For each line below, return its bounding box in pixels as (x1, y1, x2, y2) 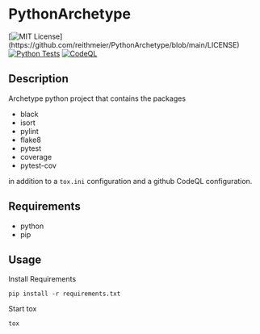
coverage (19, 152, 52, 161)
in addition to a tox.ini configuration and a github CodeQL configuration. (8, 176, 253, 186)
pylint (19, 126, 39, 136)
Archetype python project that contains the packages (8, 94, 187, 103)
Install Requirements (8, 274, 77, 284)
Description (8, 72, 69, 86)
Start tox (8, 304, 37, 314)
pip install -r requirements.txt (8, 290, 121, 299)
